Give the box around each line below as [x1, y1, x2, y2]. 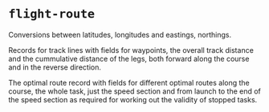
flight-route [8, 6, 95, 22]
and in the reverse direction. [8, 62, 102, 72]
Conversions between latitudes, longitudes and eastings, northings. [8, 30, 231, 39]
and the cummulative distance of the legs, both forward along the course [8, 54, 250, 63]
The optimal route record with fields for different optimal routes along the [8, 78, 251, 87]
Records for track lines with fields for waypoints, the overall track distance [8, 45, 255, 54]
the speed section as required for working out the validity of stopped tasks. [8, 94, 258, 104]
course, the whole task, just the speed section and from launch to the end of [8, 86, 261, 96]
